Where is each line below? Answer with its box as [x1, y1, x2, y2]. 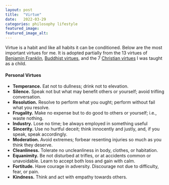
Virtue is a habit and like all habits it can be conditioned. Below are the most [5, 45, 162, 50]
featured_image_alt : [5, 31, 49, 36]
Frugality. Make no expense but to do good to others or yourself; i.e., [12, 110, 157, 116]
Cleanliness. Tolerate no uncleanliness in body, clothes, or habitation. [12, 147, 158, 153]
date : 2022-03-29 [5, 17, 46, 22]
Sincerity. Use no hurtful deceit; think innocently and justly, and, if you [12, 126, 160, 132]
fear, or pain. [12, 169, 39, 175]
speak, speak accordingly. [12, 131, 68, 137]
